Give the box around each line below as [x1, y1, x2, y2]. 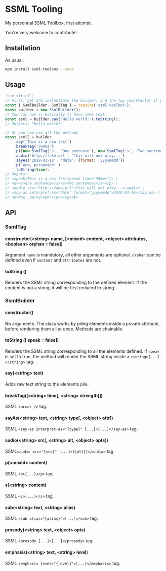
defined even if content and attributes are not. [5, 257, 102, 263]
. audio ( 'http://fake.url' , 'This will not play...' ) [14, 153, 125, 158]
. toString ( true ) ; [14, 167, 50, 172]
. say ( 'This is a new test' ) [14, 139, 72, 144]
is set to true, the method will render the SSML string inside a [5, 353, 129, 359]
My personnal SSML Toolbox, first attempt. [5, 20, 92, 26]
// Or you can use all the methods [5, 130, 79, 135]
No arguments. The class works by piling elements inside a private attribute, [5, 320, 160, 326]
